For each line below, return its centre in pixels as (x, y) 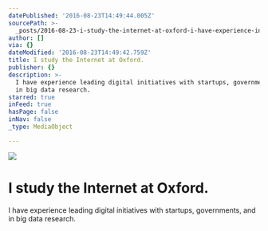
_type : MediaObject (41, 127)
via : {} (21, 45)
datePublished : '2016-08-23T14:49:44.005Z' (82, 16)
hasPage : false (33, 112)
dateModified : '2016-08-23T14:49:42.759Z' (80, 53)
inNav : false (30, 119)
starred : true (32, 97)
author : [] (26, 38)
